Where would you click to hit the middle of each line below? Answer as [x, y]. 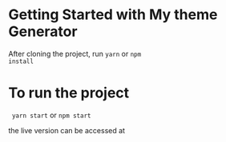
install [21, 61]
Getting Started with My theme [113, 15]
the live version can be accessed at [67, 130]
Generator [43, 32]
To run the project [69, 93]
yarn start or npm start [51, 115]
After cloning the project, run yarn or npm [75, 53]
